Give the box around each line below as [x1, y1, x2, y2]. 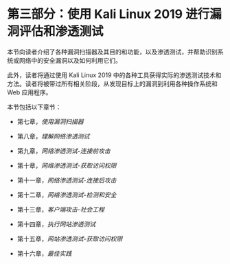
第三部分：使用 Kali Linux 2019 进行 [7, 6, 210, 22]
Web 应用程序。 [7, 88, 52, 97]
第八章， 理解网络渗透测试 [16, 132, 90, 140]
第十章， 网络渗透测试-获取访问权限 [16, 161, 117, 170]
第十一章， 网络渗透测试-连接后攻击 [16, 176, 117, 184]
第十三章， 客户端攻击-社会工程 [16, 205, 105, 214]
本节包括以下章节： [7, 103, 62, 111]
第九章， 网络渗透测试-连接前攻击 [16, 146, 111, 155]
